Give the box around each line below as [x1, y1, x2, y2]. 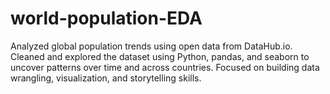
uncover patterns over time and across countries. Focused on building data [10, 61, 320, 73]
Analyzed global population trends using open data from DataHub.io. [10, 40, 293, 52]
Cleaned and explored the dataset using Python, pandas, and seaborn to [10, 50, 310, 62]
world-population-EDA [10, 7, 203, 30]
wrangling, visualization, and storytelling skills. [10, 72, 202, 84]
